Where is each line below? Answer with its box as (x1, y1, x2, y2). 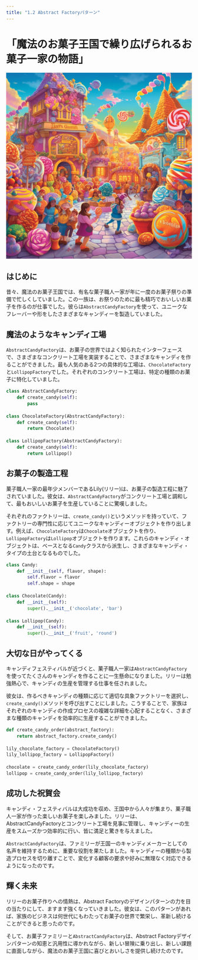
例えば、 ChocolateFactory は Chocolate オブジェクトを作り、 (15, 527, 160, 534)
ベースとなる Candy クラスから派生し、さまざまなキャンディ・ (42, 542, 189, 549)
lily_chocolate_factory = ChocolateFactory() (6, 746, 120, 752)
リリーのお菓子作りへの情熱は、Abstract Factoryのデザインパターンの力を (6, 897, 186, 905)
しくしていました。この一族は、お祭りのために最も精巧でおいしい (21, 296, 181, 303)
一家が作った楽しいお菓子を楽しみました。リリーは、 (11, 812, 140, 819)
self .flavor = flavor (27, 574, 81, 580)
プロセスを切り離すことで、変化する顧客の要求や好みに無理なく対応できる (11, 854, 192, 861)
